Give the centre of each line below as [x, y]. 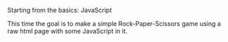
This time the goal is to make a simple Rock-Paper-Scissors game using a [114, 23]
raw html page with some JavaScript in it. [67, 31]
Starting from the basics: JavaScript [60, 10]
